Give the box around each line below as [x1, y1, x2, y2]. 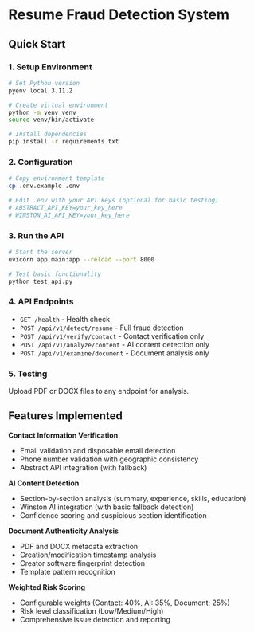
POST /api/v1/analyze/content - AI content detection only [19, 340, 209, 349]
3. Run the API [8, 230, 64, 241]
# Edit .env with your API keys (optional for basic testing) [8, 197, 219, 205]
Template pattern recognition [19, 567, 115, 576]
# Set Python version [8, 79, 80, 87]
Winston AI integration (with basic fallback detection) [19, 502, 194, 512]
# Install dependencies [8, 130, 88, 139]
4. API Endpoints [8, 296, 74, 308]
